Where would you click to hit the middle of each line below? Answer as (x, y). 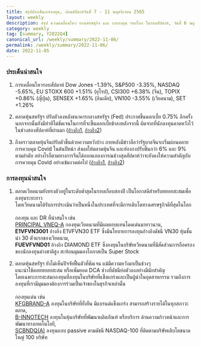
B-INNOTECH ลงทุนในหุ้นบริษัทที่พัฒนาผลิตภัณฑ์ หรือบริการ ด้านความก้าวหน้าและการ (102, 317)
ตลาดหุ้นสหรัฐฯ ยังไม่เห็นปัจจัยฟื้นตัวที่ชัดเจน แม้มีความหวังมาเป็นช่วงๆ (83, 264)
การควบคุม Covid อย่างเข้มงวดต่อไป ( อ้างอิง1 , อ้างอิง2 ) (70, 162)
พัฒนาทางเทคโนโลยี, (36, 324)
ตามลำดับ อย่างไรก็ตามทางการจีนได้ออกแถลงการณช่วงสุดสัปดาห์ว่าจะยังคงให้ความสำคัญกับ (103, 156)
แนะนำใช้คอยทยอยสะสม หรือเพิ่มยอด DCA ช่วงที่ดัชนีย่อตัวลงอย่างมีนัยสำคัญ (90, 270)
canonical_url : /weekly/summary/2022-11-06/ (63, 40)
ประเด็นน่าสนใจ (24, 71)
